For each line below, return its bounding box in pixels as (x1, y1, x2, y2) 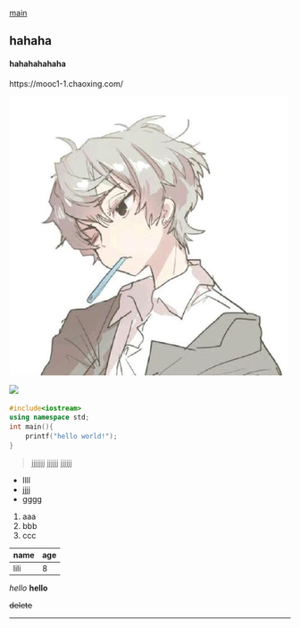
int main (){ (9, 423, 54, 431)
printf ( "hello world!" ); (25, 432, 118, 441)
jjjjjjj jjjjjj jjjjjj (30, 457, 73, 468)
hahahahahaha (9, 58, 67, 69)
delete (9, 600, 33, 611)
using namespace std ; (9, 413, 90, 423)
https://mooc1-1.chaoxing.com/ (9, 78, 123, 88)
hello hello (9, 582, 48, 593)
